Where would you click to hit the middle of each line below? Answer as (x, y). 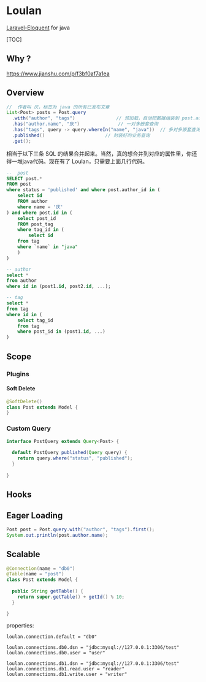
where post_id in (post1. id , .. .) (61, 332)
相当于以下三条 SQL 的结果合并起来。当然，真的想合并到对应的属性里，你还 (102, 153)
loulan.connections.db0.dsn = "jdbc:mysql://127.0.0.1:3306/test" (93, 647)
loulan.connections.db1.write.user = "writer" (67, 674)
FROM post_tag (35, 224)
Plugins (18, 374)
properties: (20, 625)
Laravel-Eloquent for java (38, 28)
